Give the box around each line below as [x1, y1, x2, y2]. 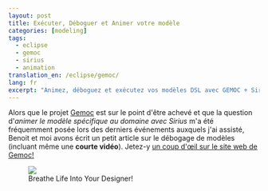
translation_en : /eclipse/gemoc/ [8, 71, 120, 79]
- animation [15, 64, 56, 72]
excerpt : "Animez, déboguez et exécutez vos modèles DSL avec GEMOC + [8, 86, 248, 94]
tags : [8, 34, 26, 42]
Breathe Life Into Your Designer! [28, 173, 133, 184]
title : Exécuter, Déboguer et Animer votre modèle [8, 19, 180, 27]
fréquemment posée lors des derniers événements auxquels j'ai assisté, [8, 125, 245, 134]
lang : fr [8, 78, 37, 86]
